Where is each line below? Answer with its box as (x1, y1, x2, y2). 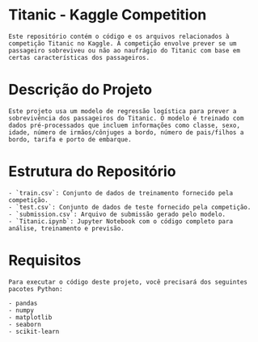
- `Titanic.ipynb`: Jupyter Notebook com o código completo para (8, 217, 233, 226)
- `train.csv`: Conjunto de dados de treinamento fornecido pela (8, 188, 233, 197)
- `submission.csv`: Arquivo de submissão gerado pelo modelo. (8, 210, 226, 218)
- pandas (8, 299, 38, 307)
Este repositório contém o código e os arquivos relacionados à (8, 32, 230, 40)
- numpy (8, 306, 35, 315)
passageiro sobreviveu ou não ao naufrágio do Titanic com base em (8, 46, 241, 54)
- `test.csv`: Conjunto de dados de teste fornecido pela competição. (8, 203, 252, 211)
